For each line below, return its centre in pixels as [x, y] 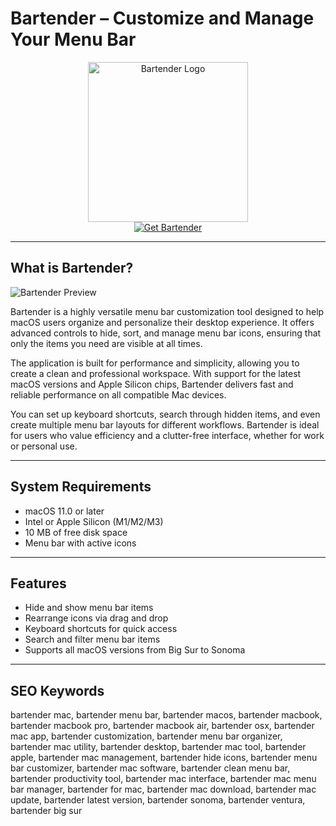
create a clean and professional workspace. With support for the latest [156, 373]
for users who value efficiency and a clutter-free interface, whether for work [167, 435]
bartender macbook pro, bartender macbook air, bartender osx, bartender [162, 726]
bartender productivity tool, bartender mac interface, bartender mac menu [163, 779]
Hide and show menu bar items [89, 608]
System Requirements [81, 487]
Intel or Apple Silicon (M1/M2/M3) [94, 521]
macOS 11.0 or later [64, 511]
